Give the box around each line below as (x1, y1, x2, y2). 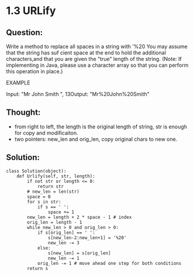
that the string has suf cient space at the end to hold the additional (6, 49, 167, 56)
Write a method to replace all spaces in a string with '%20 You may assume (6, 43, 188, 50)
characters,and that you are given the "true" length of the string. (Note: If (6, 56, 182, 62)
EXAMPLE (6, 79, 30, 86)
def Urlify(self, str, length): (16, 173, 95, 179)
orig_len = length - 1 (27, 219, 82, 225)
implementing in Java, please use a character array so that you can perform (6, 62, 189, 69)
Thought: (6, 107, 41, 118)
